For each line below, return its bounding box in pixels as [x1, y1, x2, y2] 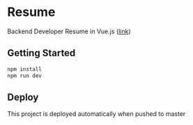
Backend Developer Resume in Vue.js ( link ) [7, 27, 131, 35]
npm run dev [7, 72, 42, 79]
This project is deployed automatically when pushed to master [7, 110, 186, 118]
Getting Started [7, 47, 76, 59]
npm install [7, 65, 42, 73]
